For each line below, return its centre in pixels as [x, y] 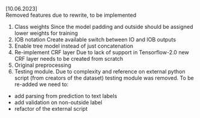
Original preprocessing [43, 65]
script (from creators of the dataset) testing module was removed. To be [104, 78]
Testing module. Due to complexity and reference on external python [100, 71]
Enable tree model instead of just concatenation [74, 46]
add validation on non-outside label [58, 102]
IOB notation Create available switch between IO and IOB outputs [95, 39]
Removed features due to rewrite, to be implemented [71, 15]
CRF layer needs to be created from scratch [69, 59]
